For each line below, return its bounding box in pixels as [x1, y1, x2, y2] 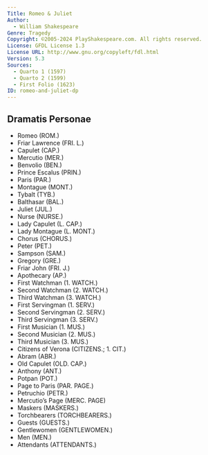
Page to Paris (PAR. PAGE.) [17, 382, 94, 390]
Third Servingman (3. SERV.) [17, 315, 99, 323]
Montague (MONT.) [17, 183, 73, 191]
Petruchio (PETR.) [17, 389, 68, 397]
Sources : [7, 62, 32, 69]
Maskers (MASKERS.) [17, 403, 79, 412]
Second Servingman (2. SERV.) [17, 307, 106, 316]
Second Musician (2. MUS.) [17, 330, 96, 338]
